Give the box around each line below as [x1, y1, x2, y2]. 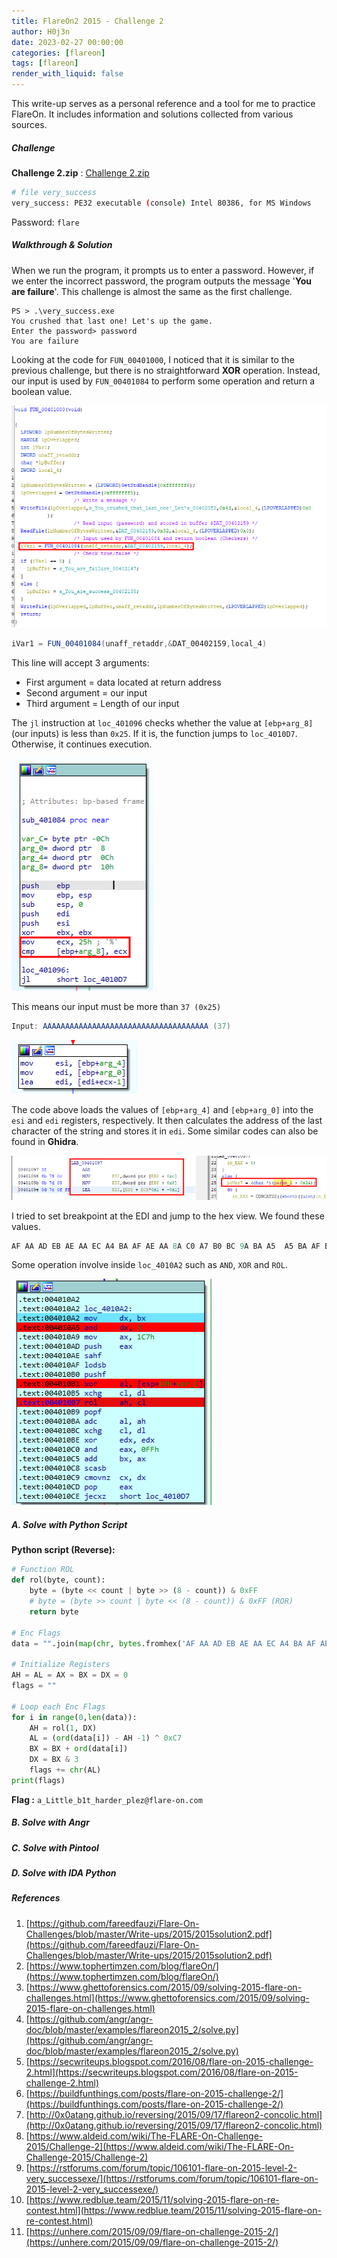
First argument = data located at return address [25, 676, 222, 689]
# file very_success [11, 187, 98, 197]
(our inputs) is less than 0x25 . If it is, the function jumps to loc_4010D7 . [11, 728, 298, 740]
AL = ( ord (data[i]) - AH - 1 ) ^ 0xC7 [29, 1733, 183, 1744]
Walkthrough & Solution [11, 239, 113, 251]
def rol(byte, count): [11, 1575, 106, 1585]
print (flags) [11, 1775, 66, 1785]
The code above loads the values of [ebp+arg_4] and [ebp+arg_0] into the [11, 1104, 314, 1115]
